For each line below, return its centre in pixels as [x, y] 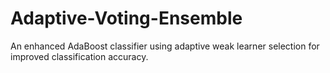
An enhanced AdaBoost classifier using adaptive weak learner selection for [165, 46]
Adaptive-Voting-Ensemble [126, 18]
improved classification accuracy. [79, 56]
